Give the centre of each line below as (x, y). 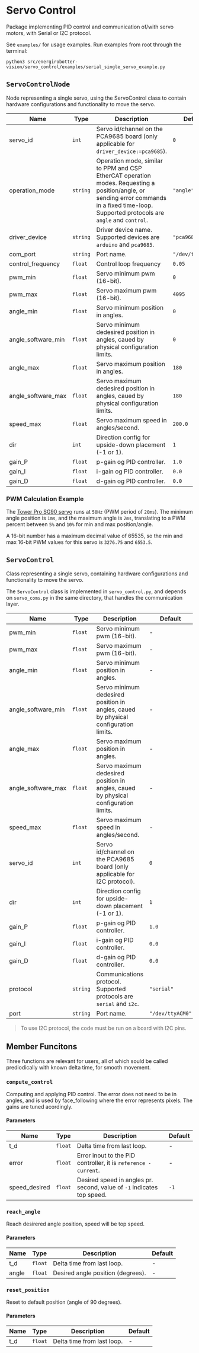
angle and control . (122, 220)
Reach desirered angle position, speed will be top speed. (76, 1224)
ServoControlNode (38, 85)
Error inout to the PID (106, 1155)
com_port (23, 254)
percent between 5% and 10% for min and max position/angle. (80, 524)
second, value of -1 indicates (117, 1188)
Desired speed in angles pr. (115, 1180)
